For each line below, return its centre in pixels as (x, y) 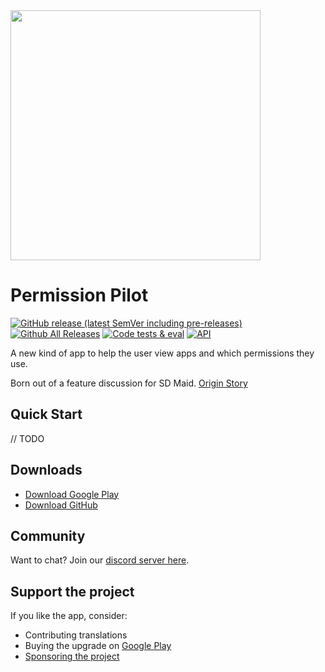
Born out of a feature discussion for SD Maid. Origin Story (129, 383)
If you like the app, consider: (69, 616)
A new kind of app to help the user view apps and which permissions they (162, 353)
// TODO (27, 438)
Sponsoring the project (72, 656)
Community (48, 535)
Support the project (72, 591)
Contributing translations (76, 635)
